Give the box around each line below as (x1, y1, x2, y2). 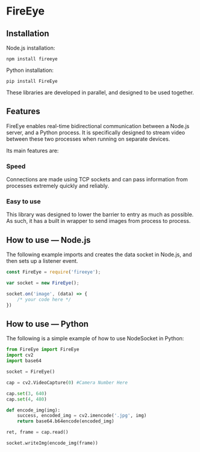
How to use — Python (6, 318, 89, 329)
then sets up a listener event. (6, 257, 78, 265)
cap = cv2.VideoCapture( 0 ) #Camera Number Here (6, 379, 128, 386)
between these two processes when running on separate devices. (6, 135, 170, 143)
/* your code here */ (17, 296, 71, 303)
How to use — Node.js (6, 234, 91, 245)
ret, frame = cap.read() (6, 429, 69, 436)
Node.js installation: (6, 44, 55, 51)
